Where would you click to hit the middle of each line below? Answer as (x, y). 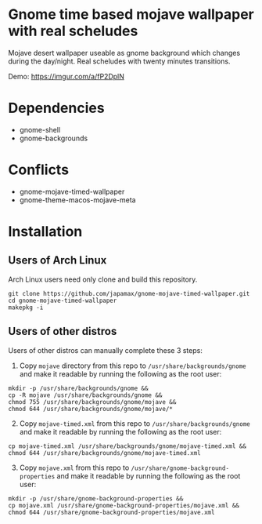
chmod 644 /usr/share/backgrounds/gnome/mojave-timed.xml (104, 453)
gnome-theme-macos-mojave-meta (77, 200)
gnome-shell (40, 129)
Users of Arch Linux (57, 260)
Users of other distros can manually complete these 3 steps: (106, 350)
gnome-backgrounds (54, 138)
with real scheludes (73, 31)
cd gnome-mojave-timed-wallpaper (63, 300)
